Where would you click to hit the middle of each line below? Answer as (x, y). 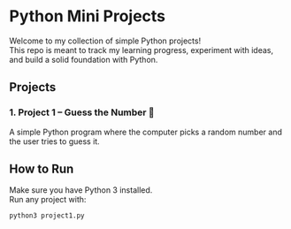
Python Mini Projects (88, 16)
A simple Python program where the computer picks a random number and (146, 132)
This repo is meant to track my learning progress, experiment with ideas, (142, 50)
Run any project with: (48, 200)
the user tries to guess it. (54, 141)
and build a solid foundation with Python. (84, 59)
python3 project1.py (47, 216)
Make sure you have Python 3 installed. (81, 190)
